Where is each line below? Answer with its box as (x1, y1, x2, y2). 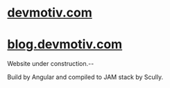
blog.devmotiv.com (7, 37, 123, 53)
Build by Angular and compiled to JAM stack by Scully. (7, 73, 164, 81)
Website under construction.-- (7, 60, 94, 68)
